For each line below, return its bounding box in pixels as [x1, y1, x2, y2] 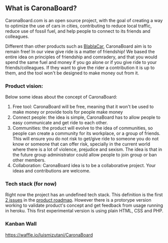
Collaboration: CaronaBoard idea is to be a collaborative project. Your [12, 163, 156, 169]
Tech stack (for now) [5, 181, 57, 188]
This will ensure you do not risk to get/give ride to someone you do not [12, 136, 159, 142]
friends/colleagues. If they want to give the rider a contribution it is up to [5, 64, 155, 70]
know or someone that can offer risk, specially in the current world [12, 141, 150, 147]
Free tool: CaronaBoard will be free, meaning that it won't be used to [12, 104, 154, 110]
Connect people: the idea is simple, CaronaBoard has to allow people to [12, 114, 160, 120]
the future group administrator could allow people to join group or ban [12, 152, 157, 158]
